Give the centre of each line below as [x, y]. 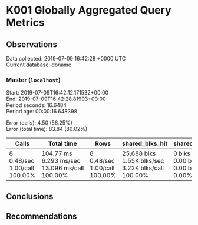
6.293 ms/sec [61, 161]
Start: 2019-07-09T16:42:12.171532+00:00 [57, 93]
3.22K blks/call [143, 168]
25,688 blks [139, 153]
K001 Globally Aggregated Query [89, 10]
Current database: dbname [39, 65]
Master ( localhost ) [33, 80]
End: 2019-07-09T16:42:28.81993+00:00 [56, 99]
